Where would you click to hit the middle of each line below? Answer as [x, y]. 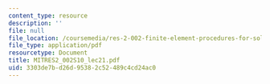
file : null [27, 30]
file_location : [34, 38]
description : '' [35, 23]
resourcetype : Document [48, 53]
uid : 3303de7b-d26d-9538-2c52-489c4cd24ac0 [82, 68]
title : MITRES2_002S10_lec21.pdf [64, 61]
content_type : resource [48, 16]
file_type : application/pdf [55, 46]
